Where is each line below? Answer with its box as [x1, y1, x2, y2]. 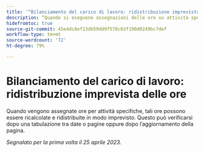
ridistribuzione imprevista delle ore [6, 88, 187, 101]
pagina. [6, 126, 25, 134]
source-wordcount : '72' [6, 37, 67, 43]
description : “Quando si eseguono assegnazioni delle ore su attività [6, 15, 189, 21]
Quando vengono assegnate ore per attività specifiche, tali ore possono [6, 107, 186, 114]
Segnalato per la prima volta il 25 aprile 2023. [6, 138, 121, 146]
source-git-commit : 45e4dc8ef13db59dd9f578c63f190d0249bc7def [6, 26, 167, 32]
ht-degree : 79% [6, 43, 45, 49]
